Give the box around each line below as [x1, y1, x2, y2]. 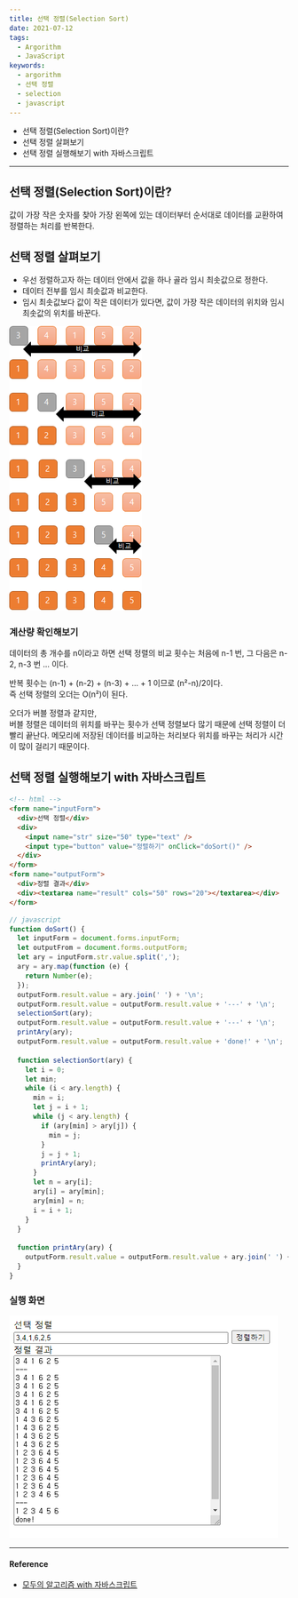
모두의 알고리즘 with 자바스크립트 [21, 1579, 137, 1590]
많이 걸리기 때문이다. [18, 741, 90, 752]
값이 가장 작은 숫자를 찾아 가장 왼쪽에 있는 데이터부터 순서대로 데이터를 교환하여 [9, 210, 284, 220]
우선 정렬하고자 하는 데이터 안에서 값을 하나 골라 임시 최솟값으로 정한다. [21, 275, 269, 285]
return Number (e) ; [25, 971, 93, 980]
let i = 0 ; [25, 1065, 66, 1075]
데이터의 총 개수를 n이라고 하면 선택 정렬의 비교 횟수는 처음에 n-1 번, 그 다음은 [9, 648, 278, 659]
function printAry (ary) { [17, 1243, 114, 1252]
